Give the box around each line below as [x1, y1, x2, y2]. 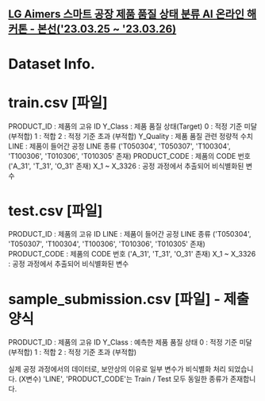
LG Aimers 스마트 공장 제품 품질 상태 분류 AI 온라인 [8, 7, 244, 21]
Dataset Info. [8, 55, 95, 73]
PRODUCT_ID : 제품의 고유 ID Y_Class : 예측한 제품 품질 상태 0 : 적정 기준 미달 [8, 337, 252, 347]
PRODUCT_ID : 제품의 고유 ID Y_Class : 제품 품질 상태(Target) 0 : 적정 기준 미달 [8, 121, 258, 131]
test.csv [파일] [8, 202, 103, 220]
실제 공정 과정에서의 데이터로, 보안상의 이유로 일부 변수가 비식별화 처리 [8, 364, 226, 374]
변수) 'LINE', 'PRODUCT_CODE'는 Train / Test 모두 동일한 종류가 [25, 374, 229, 384]
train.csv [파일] [8, 94, 109, 111]
